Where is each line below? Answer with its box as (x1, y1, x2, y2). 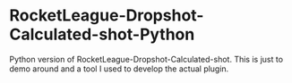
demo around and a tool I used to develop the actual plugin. (9, 63, 229, 74)
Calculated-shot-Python (9, 24, 195, 45)
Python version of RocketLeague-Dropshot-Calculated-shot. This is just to (9, 54, 284, 64)
